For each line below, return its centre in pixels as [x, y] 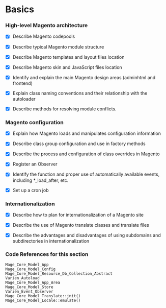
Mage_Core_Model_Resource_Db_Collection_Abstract [59, 274]
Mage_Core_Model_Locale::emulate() [43, 301]
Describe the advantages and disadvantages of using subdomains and [87, 235]
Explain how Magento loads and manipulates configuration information [87, 133]
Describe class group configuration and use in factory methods [79, 144]
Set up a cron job [31, 190]
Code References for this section [47, 254]
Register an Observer [35, 164]
